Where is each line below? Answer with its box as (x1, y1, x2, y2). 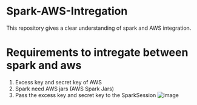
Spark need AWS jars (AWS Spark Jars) (15, 85, 114, 92)
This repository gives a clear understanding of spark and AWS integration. (6, 24, 192, 32)
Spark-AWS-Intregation (6, 4, 128, 18)
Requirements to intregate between (6, 46, 189, 59)
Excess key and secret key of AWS (15, 78, 102, 86)
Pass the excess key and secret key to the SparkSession (15, 91, 156, 98)
